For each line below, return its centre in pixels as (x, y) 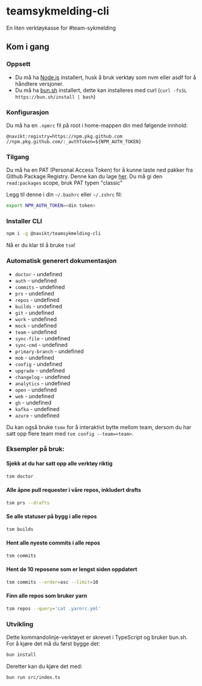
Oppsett (18, 64)
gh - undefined (33, 403)
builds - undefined (38, 306)
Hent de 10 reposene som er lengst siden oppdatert (72, 569)
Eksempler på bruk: (36, 449)
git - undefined (34, 312)
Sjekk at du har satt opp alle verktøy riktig (59, 464)
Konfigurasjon (28, 112)
